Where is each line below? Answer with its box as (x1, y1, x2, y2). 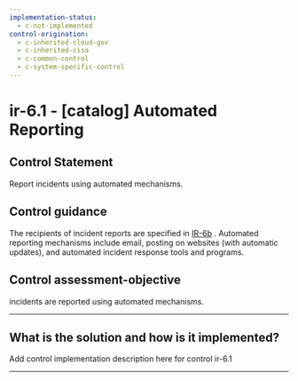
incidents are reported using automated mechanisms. (9, 296, 204, 306)
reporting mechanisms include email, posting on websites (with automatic (9, 237, 278, 248)
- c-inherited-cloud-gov (17, 37, 109, 47)
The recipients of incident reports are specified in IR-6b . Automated (9, 227, 259, 238)
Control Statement (9, 155, 114, 170)
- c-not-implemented (17, 21, 93, 30)
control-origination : (9, 29, 90, 38)
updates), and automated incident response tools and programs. (9, 246, 245, 258)
